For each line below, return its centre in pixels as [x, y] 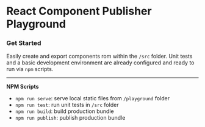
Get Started [24, 43]
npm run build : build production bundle [64, 111]
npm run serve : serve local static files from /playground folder [92, 98]
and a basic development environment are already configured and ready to [100, 63]
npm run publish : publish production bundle [70, 118]
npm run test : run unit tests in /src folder [67, 105]
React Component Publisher [79, 11]
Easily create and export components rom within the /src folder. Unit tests [99, 57]
